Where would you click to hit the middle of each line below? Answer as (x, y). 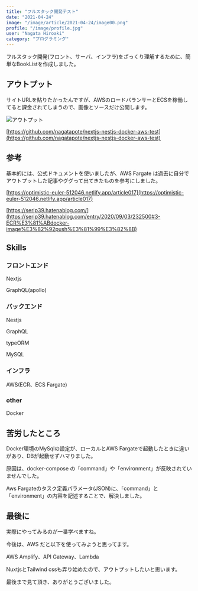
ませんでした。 (24, 476)
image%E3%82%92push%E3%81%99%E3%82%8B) (72, 229)
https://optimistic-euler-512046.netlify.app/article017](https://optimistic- (96, 192)
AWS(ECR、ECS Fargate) (37, 384)
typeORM (18, 343)
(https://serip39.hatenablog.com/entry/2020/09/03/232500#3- (83, 216)
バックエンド (25, 307)
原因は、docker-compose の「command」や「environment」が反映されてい (99, 469)
